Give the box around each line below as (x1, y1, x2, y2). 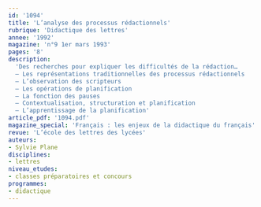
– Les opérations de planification (15, 84, 132, 93)
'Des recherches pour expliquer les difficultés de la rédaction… (15, 63, 238, 71)
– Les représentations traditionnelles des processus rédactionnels (15, 70, 245, 78)
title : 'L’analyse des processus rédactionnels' (8, 19, 171, 27)
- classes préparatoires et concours (8, 172, 132, 181)
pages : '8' (8, 48, 44, 56)
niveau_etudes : (8, 165, 58, 173)
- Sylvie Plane (8, 143, 58, 151)
